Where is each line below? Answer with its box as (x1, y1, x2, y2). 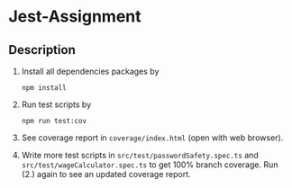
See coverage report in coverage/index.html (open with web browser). (21, 132, 284, 143)
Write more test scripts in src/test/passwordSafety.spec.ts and (21, 150, 259, 160)
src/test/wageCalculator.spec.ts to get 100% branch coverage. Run (21, 159, 278, 170)
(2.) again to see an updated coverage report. (21, 169, 191, 179)
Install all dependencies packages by (21, 66, 160, 76)
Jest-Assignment (8, 6, 141, 27)
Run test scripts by (21, 99, 92, 110)
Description (8, 42, 76, 58)
